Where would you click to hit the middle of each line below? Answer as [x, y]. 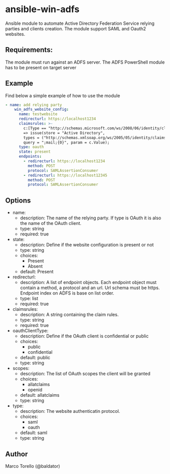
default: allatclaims [40, 395]
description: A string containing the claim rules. [69, 315]
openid [35, 390]
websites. [15, 34]
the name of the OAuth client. [51, 223]
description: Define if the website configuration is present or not [87, 245]
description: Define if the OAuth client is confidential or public [84, 336]
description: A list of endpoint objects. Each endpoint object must [88, 282]
